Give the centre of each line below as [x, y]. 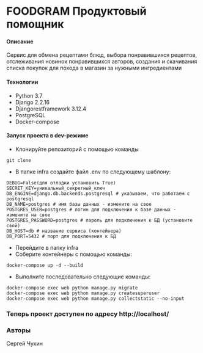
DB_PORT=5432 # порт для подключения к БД [61, 236]
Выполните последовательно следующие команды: [83, 277]
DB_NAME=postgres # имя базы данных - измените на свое [79, 204]
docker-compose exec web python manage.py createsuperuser [83, 293]
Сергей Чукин [25, 344]
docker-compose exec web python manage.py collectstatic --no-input [95, 298]
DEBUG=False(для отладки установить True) [61, 183]
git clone [19, 160]
